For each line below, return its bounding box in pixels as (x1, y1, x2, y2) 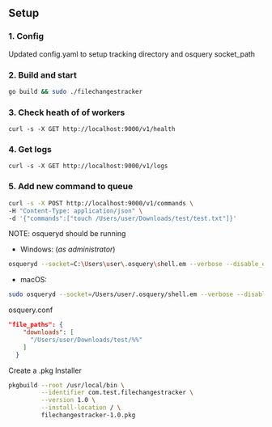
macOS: (19, 275, 47, 285)
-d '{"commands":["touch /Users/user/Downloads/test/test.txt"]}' (8, 214, 237, 222)
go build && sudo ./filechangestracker (8, 87, 143, 95)
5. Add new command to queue (8, 181, 134, 192)
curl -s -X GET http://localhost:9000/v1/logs (8, 162, 168, 171)
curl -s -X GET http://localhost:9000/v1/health (8, 125, 176, 133)
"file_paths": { (8, 321, 63, 329)
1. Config (8, 31, 45, 42)
